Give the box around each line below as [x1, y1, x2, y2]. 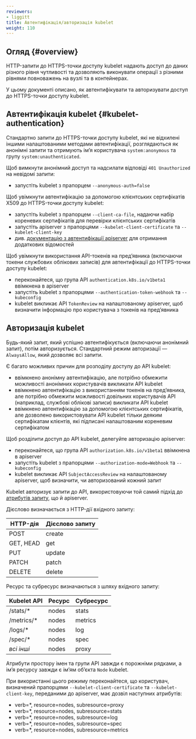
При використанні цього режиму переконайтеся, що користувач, [6, 677, 170, 684]
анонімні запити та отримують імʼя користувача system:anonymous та [6, 146, 177, 153]
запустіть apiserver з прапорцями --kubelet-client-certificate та [14, 223, 180, 230]
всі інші [9, 644, 30, 653]
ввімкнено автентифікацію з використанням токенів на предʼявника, [14, 386, 186, 393]
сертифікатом [14, 424, 50, 431]
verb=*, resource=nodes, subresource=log [14, 714, 118, 721]
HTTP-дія [10, 519, 39, 528]
